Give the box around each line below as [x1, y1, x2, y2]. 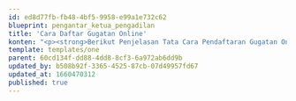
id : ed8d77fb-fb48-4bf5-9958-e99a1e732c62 [8, 12, 167, 22]
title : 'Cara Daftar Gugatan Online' [8, 29, 148, 38]
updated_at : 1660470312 [8, 70, 96, 79]
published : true [8, 78, 68, 87]
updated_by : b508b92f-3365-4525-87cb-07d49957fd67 [8, 62, 199, 71]
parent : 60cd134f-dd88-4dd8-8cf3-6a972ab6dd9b [8, 54, 183, 62]
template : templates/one [8, 46, 100, 54]
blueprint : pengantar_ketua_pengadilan [8, 21, 156, 30]
